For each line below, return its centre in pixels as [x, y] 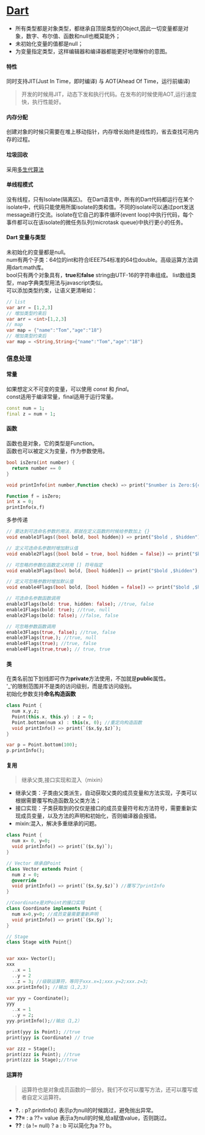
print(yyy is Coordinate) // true [50, 1038]
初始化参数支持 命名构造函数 [41, 694]
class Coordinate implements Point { [54, 909]
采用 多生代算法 [25, 169]
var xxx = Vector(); [31, 959]
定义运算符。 [48, 1097]
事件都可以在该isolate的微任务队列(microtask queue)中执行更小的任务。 [96, 222]
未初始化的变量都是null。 [38, 252]
